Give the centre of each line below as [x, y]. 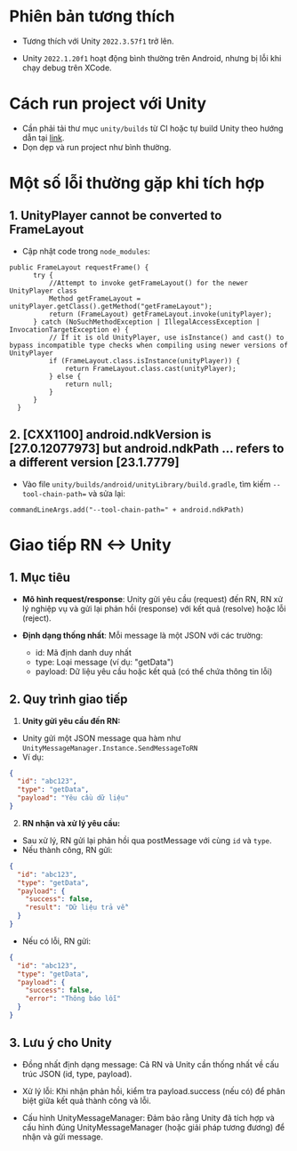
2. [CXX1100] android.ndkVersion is [110, 435]
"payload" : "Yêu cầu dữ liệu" [73, 798]
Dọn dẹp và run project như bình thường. [96, 147]
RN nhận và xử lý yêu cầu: [71, 823]
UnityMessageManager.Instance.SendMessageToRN [110, 748]
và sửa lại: [107, 493]
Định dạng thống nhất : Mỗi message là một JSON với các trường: [142, 635]
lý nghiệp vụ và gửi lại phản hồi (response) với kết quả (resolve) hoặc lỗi [154, 608]
